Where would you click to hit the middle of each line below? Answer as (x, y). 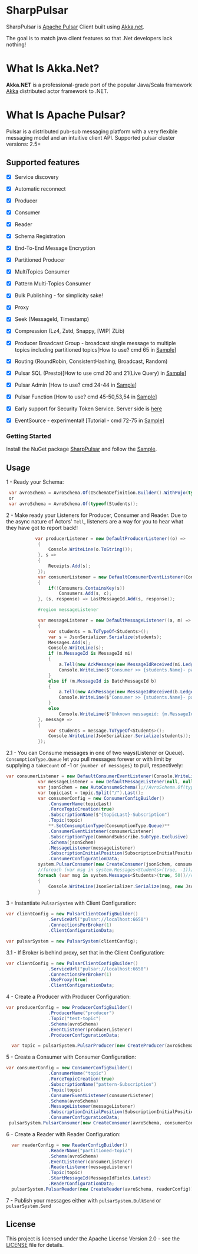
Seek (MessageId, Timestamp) (52, 319)
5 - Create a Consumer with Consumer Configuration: (71, 1057)
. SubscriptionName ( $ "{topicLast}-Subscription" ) (109, 815)
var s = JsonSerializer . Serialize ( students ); (105, 637)
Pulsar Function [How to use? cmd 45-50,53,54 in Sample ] (86, 397)
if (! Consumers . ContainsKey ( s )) (87, 588)
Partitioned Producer (40, 260)
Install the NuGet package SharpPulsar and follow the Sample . (82, 449)
